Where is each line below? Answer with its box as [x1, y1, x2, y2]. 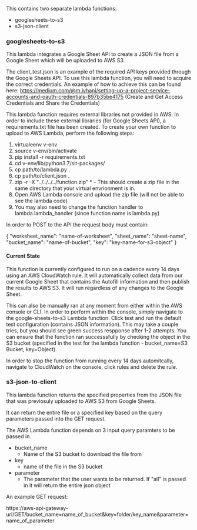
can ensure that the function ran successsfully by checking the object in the [6, 333, 191, 340]
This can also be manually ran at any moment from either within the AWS [6, 302, 182, 309]
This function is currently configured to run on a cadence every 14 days [6, 265, 180, 272]
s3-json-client [14, 23, 49, 29]
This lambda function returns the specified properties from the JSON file [6, 391, 182, 398]
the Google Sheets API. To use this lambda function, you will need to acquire [6, 75, 192, 82]
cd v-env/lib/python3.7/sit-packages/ [14, 160, 105, 167]
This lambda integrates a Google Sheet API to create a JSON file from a [6, 51, 179, 58]
